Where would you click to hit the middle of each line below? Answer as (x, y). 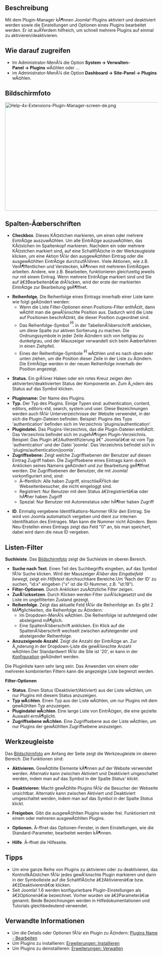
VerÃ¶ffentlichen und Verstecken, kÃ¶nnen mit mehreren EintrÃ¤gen (81, 267)
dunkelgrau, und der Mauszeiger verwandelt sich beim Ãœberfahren (88, 341)
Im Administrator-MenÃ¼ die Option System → (59, 62)
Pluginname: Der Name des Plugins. (49, 398)
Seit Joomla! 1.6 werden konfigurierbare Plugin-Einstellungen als (77, 890)
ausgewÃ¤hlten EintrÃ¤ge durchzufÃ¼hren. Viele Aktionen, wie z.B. (80, 261)
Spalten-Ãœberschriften (43, 224)
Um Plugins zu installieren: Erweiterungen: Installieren (66, 943)
